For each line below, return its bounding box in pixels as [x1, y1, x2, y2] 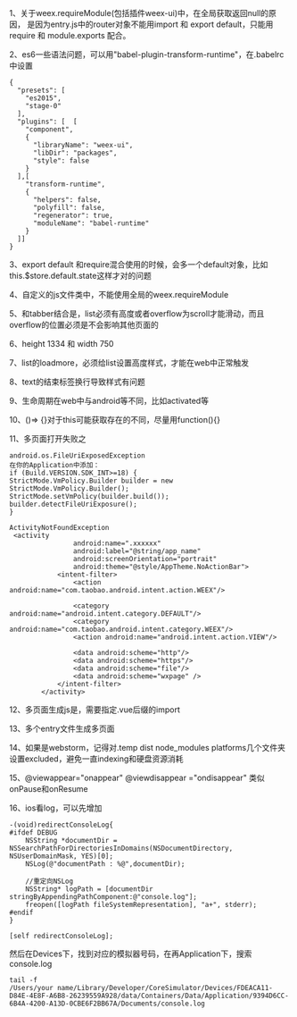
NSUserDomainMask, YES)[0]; [9, 852, 114, 861]
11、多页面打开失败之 [9, 433, 87, 444]
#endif [9, 908, 34, 917]
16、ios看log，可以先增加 [9, 803, 103, 813]
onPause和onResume [9, 784, 89, 794]
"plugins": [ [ [17, 117, 78, 126]
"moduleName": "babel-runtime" [32, 219, 150, 228]
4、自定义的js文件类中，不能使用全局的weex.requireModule [9, 290, 229, 299]
